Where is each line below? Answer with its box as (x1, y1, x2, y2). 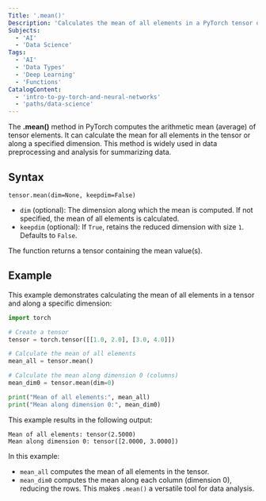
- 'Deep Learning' (15, 71, 77, 79)
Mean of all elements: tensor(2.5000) (8, 430, 136, 438)
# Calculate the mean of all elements (8, 350, 136, 358)
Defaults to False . (19, 230, 78, 240)
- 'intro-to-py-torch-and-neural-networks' (15, 93, 161, 101)
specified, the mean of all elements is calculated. (19, 214, 180, 223)
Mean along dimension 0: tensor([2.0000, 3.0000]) (8, 437, 179, 445)
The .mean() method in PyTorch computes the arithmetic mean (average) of (8, 122, 256, 132)
